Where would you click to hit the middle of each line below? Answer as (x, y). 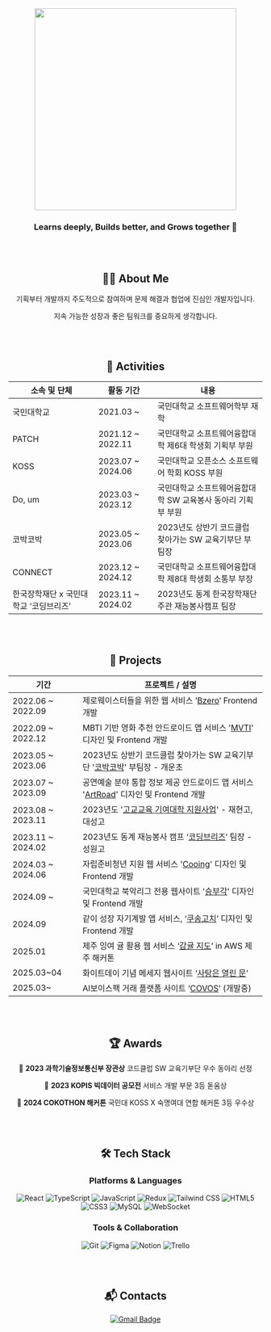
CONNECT (33, 572)
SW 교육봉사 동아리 (202, 500)
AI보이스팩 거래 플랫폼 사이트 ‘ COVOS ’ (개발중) (167, 988)
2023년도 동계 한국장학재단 (207, 594)
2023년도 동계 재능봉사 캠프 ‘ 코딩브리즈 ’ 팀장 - (167, 837)
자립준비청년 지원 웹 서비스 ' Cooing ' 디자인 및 (164, 863)
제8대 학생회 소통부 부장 (210, 578)
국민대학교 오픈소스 (192, 460)
